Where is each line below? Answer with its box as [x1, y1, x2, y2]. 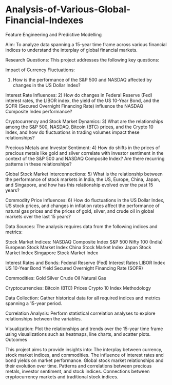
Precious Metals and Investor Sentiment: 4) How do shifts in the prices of [5, 145, 160, 151]
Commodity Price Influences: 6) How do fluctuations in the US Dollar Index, [5, 197, 165, 203]
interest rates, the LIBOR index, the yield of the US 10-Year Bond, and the [5, 97, 160, 104]
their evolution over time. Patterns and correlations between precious [5, 362, 152, 369]
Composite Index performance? [5, 108, 72, 114]
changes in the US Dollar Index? [12, 82, 81, 88]
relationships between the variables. [5, 315, 82, 321]
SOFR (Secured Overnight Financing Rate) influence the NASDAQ [5, 103, 144, 109]
